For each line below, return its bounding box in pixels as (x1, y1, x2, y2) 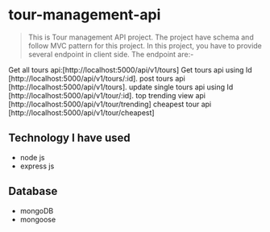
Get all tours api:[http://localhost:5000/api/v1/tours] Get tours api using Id (8, 64, 252, 74)
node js (19, 152, 45, 162)
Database (8, 184, 58, 198)
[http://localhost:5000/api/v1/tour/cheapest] (8, 107, 155, 118)
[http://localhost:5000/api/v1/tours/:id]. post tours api (8, 73, 185, 83)
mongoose (19, 214, 56, 224)
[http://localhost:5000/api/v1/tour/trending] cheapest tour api (8, 99, 212, 109)
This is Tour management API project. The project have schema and (27, 32, 254, 42)
